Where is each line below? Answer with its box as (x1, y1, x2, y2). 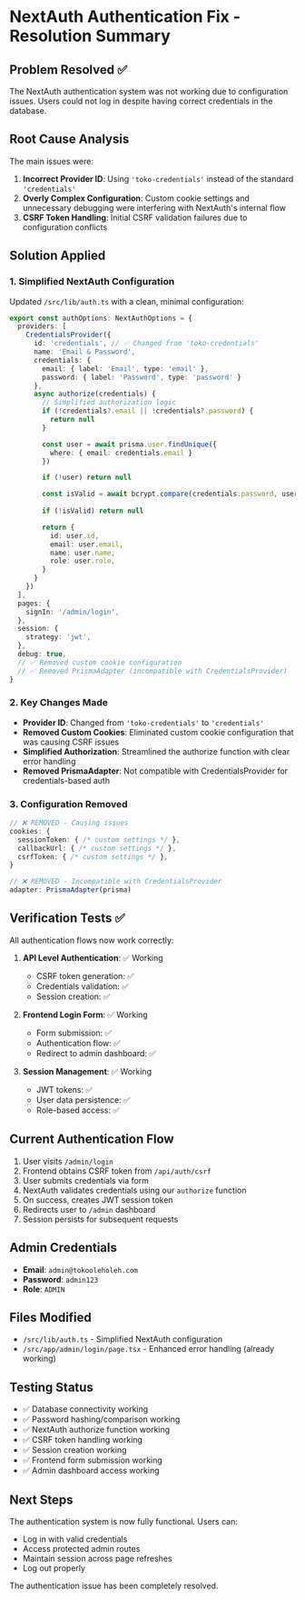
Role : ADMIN (22, 1284, 65, 1295)
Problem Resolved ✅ (9, 62, 128, 77)
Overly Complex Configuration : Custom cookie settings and (22, 193, 250, 204)
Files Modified (9, 1309, 93, 1325)
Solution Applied (9, 248, 106, 264)
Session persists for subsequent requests (22, 1214, 179, 1225)
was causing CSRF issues (22, 736, 120, 747)
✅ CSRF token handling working (22, 1435, 143, 1445)
